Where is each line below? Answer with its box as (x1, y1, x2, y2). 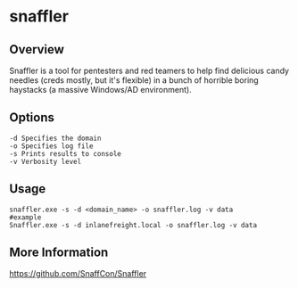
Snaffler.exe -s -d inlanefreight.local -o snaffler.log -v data (9, 220, 257, 229)
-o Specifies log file (9, 141, 94, 151)
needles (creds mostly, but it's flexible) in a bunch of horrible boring (9, 75, 259, 86)
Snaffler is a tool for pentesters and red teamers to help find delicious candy (9, 65, 290, 76)
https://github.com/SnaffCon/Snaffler (9, 268, 147, 279)
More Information (9, 245, 109, 260)
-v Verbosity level (9, 157, 82, 166)
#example (9, 212, 42, 222)
